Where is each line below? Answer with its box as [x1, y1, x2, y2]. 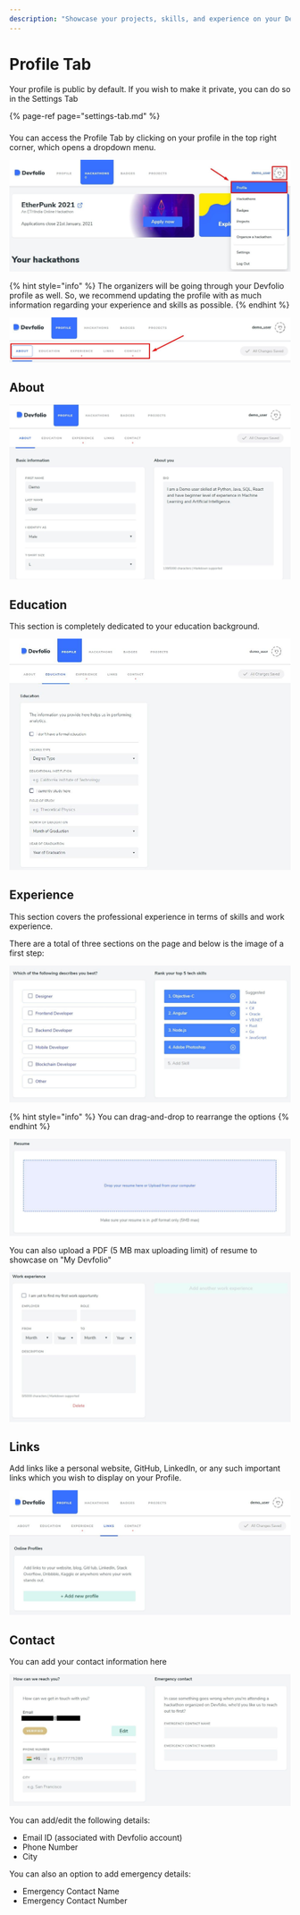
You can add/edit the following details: [9, 1815, 151, 1826]
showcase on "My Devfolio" [9, 1254, 112, 1265]
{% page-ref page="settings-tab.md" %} [9, 110, 161, 121]
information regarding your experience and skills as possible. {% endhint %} [9, 299, 290, 310]
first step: [9, 948, 45, 958]
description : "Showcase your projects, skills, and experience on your [9, 14, 281, 23]
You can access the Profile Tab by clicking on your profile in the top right [9, 132, 277, 143]
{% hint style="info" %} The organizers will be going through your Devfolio [9, 280, 285, 291]
